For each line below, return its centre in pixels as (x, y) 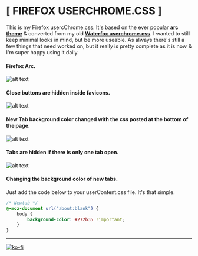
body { (25, 214)
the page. (18, 125)
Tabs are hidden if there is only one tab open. (62, 153)
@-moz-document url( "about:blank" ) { (52, 208)
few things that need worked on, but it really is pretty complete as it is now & (99, 46)
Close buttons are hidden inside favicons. (58, 92)
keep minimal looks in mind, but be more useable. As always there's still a (95, 40)
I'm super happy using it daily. (42, 52)
